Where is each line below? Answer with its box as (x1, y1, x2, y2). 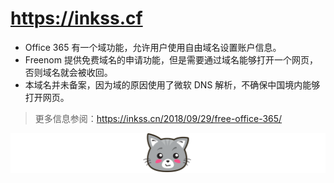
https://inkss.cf (10, 7, 143, 30)
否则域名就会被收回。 (24, 66, 113, 78)
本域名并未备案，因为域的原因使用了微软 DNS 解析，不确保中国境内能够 (24, 78, 321, 91)
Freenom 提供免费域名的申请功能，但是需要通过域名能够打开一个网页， (24, 53, 318, 66)
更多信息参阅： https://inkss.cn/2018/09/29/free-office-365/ (34, 112, 283, 124)
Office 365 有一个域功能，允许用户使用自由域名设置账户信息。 (24, 41, 282, 53)
